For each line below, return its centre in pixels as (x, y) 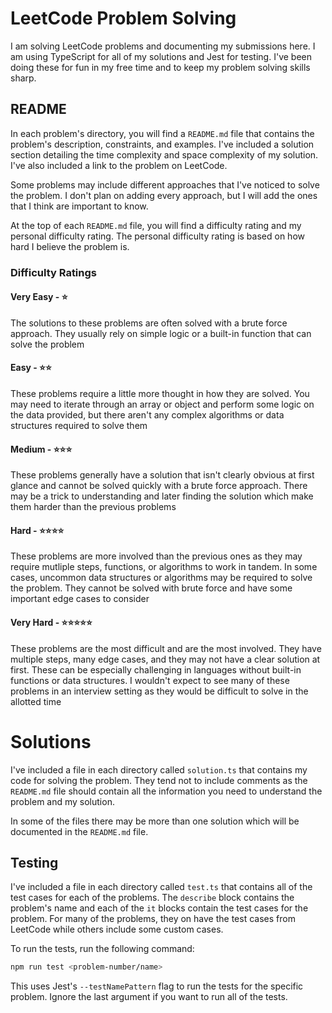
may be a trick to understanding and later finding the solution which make (162, 496)
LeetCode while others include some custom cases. (117, 929)
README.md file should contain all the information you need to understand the (166, 791)
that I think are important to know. (79, 206)
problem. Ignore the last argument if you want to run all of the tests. (149, 997)
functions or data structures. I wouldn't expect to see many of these (150, 680)
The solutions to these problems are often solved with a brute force (149, 323)
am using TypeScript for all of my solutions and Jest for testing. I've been (161, 56)
